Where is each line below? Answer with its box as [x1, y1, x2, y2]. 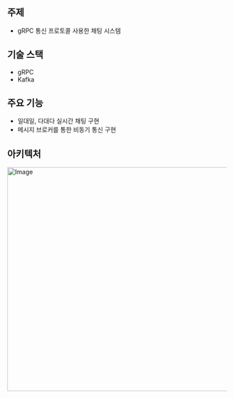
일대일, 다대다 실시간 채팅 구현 [17, 117, 100, 125]
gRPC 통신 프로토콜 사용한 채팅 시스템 [17, 26, 121, 35]
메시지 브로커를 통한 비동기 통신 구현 [17, 125, 116, 134]
